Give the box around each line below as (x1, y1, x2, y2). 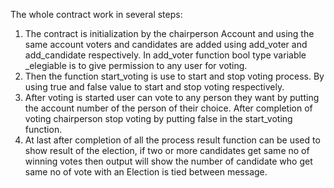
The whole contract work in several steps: (10, 9, 183, 20)
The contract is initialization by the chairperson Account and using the (24, 28, 315, 39)
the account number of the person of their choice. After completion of (24, 102, 313, 114)
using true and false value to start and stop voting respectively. (24, 81, 285, 93)
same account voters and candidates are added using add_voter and (24, 39, 308, 50)
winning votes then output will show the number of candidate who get (24, 155, 313, 167)
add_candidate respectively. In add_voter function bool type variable (24, 49, 307, 61)
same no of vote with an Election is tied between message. (24, 166, 268, 178)
